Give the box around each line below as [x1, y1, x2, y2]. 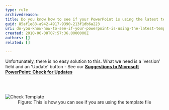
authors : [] [5, 36, 30, 41]
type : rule [5, 7, 28, 13]
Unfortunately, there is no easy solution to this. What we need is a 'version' [5, 58, 161, 64]
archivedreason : [5, 12, 39, 17]
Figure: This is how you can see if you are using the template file [18, 99, 152, 105]
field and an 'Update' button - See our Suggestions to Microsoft [5, 63, 139, 69]
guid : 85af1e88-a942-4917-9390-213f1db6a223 [5, 21, 100, 27]
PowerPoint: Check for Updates [5, 69, 73, 75]
